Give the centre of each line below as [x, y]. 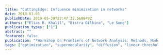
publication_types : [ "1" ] [31, 27]
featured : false [21, 36]
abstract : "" [18, 32]
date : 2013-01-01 [23, 14]
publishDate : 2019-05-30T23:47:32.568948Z [49, 18]
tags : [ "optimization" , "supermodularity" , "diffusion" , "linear [72, 45]
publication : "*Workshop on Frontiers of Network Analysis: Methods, [77, 41]
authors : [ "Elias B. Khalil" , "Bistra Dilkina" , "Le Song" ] [67, 23]
